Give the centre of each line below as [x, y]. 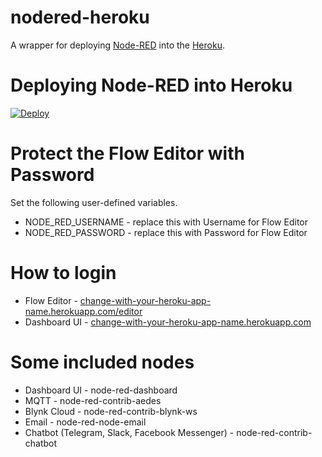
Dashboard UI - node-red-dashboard [101, 390]
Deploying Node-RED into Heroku [151, 85]
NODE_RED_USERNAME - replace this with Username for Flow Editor [166, 222]
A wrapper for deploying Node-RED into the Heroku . [117, 45]
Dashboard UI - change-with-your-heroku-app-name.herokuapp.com [168, 322]
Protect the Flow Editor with [127, 153]
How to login [63, 273]
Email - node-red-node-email [85, 422]
